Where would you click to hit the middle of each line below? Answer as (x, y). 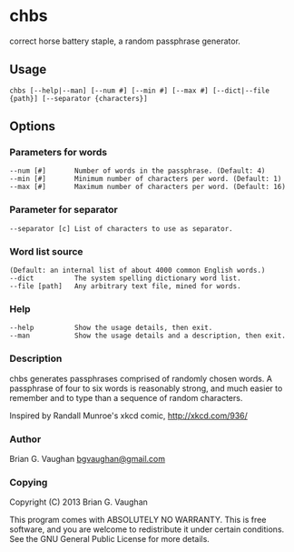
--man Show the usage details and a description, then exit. (147, 336)
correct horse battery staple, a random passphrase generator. (125, 41)
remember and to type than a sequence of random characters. (126, 397)
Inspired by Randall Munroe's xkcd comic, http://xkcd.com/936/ (128, 416)
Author (25, 439)
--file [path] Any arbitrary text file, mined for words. (126, 286)
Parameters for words (58, 153)
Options (33, 127)
